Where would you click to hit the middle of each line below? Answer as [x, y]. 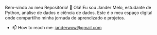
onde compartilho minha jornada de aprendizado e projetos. [65, 18]
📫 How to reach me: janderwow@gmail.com [57, 27]
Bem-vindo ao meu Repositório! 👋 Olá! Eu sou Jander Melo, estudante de [78, 8]
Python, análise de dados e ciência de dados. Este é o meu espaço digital [79, 13]
